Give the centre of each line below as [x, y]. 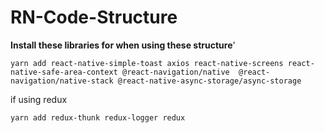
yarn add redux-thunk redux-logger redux [98, 117]
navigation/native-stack [62, 81]
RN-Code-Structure [94, 17]
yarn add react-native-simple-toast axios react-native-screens [147, 63]
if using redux [39, 99]
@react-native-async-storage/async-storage [209, 81]
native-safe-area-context [64, 72]
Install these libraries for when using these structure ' [123, 45]
